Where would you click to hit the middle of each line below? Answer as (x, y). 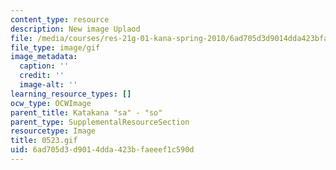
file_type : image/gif (55, 47)
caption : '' (44, 66)
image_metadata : (44, 57)
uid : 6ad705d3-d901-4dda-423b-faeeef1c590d (102, 150)
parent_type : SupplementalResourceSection (100, 122)
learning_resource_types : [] (71, 94)
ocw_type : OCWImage (51, 103)
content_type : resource (60, 19)
